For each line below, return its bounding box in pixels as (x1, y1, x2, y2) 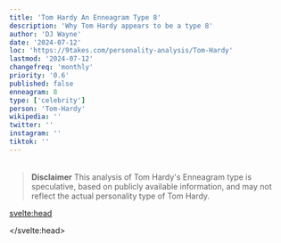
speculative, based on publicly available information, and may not (30, 181, 272, 191)
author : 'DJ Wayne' (9, 29, 82, 38)
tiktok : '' (9, 137, 50, 146)
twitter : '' (9, 121, 54, 130)
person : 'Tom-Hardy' (9, 104, 87, 113)
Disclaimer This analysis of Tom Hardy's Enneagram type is (30, 171, 252, 182)
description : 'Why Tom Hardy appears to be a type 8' (9, 21, 214, 30)
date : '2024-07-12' (9, 37, 82, 47)
